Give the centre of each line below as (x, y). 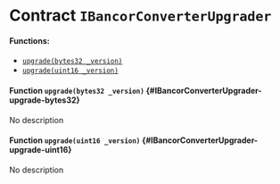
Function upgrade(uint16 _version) (75, 140)
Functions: (30, 40)
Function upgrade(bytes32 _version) (77, 90)
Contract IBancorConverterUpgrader (140, 16)
